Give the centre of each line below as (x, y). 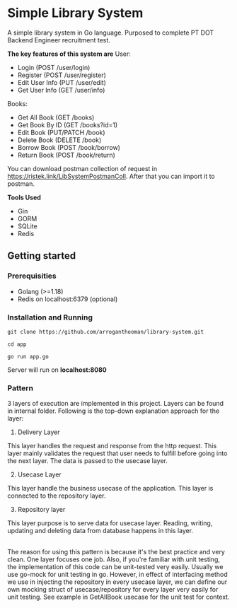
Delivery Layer (39, 432)
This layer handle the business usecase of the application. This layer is (110, 489)
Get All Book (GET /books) (56, 117)
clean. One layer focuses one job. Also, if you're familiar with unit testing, (114, 559)
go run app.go (28, 356)
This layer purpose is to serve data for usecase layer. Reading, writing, (110, 523)
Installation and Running (50, 317)
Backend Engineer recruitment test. (59, 40)
